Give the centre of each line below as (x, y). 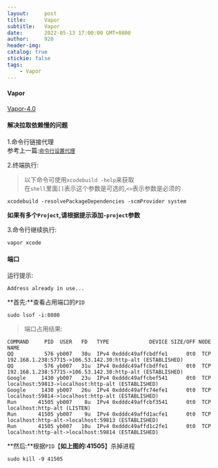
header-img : (24, 45)
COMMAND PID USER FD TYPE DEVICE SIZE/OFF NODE (109, 342)
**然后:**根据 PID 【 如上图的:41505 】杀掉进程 (71, 446)
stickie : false (29, 59)
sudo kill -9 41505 (35, 459)
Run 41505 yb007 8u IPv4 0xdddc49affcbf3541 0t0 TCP (109, 403)
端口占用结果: (43, 329)
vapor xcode (24, 243)
